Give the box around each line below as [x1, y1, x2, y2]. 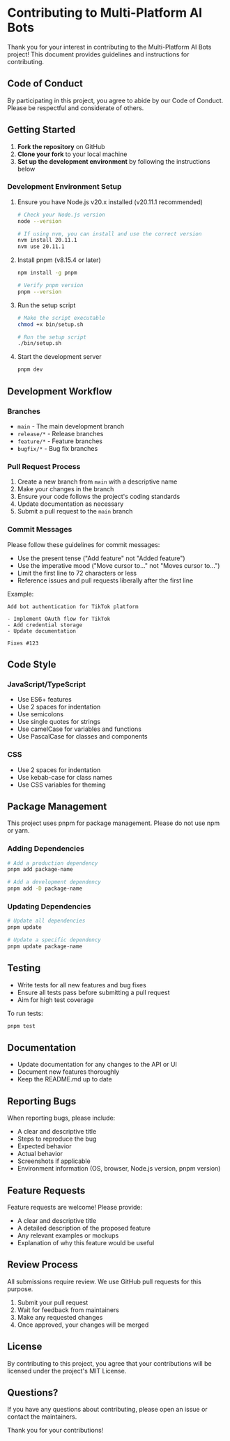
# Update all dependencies [7, 918, 86, 925]
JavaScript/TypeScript [7, 679, 86, 689]
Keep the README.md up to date [17, 1075, 113, 1084]
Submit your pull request [17, 1298, 89, 1307]
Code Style [7, 658, 56, 670]
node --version [17, 217, 62, 224]
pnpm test [7, 1022, 36, 1029]
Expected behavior [17, 1142, 72, 1150]
